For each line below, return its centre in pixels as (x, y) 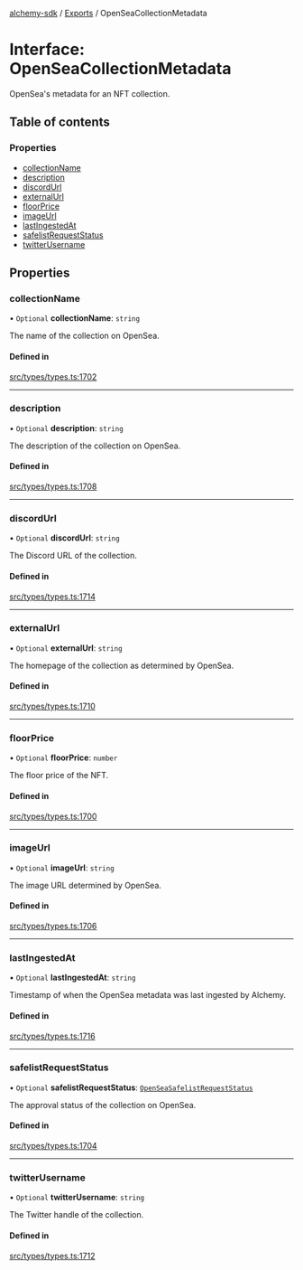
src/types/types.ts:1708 (53, 486)
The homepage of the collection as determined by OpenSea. (122, 665)
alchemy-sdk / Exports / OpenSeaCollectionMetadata (108, 13)
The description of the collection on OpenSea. (95, 446)
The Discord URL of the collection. (73, 556)
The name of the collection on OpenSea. (84, 336)
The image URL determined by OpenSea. (86, 885)
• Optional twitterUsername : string (77, 1198)
